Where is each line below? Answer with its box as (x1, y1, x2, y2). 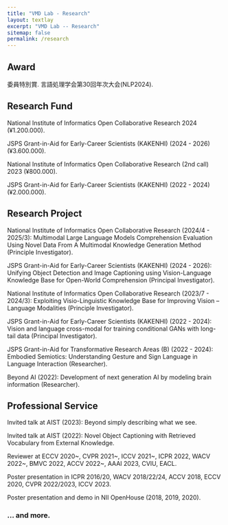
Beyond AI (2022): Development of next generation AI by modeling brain (7, 372, 212, 381)
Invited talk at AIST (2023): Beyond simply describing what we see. (7, 418, 197, 427)
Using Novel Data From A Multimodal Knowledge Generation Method (7, 241, 201, 249)
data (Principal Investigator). (16, 331, 98, 340)
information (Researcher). (7, 380, 80, 388)
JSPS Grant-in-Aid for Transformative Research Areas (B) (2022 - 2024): (7, 345, 214, 353)
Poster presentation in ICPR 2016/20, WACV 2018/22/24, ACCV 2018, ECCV (7, 473, 221, 481)
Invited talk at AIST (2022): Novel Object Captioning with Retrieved (7, 432, 196, 440)
